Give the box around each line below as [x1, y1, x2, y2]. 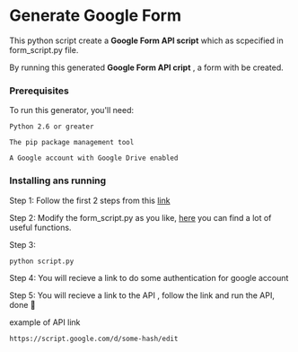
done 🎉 [9, 299, 36, 310]
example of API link [9, 316, 81, 328]
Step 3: [9, 239, 36, 250]
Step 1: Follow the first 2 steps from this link [9, 195, 171, 206]
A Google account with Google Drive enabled [9, 154, 179, 163]
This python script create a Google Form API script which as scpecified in [9, 35, 285, 46]
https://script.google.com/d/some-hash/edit [9, 334, 179, 343]
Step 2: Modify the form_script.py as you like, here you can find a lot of [9, 212, 272, 223]
